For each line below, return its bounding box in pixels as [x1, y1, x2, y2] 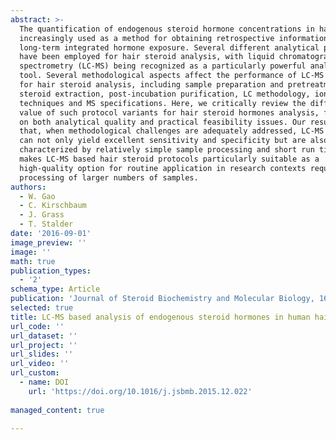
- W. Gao [19, 191, 56, 201]
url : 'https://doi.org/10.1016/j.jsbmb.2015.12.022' [28, 386, 253, 396]
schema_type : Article [10, 284, 101, 295]
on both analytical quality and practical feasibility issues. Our [19, 117, 307, 127]
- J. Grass [19, 210, 65, 220]
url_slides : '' [10, 349, 74, 360]
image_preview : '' [10, 237, 87, 248]
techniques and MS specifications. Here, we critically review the [19, 98, 307, 108]
